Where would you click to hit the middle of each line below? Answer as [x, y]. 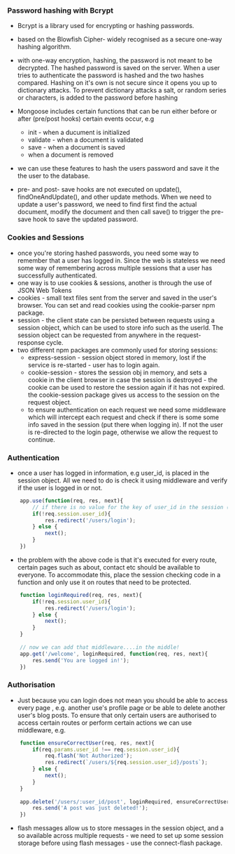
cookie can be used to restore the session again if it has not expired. [126, 387]
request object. [50, 402]
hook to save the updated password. [85, 219]
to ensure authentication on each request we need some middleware [127, 409]
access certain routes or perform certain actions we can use [105, 723]
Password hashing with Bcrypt [60, 11]
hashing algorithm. [44, 47]
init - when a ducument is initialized [79, 133]
